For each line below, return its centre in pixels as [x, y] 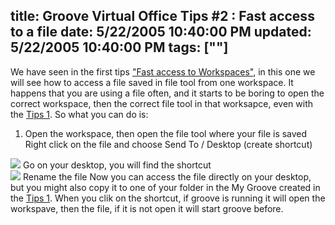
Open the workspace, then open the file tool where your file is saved [166, 133]
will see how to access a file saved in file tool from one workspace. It [152, 82]
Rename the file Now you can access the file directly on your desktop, [167, 176]
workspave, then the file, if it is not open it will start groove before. [147, 208]
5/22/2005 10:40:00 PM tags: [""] [119, 47]
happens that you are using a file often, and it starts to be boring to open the [167, 93]
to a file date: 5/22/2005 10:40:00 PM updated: [161, 32]
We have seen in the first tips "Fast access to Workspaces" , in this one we [163, 71]
